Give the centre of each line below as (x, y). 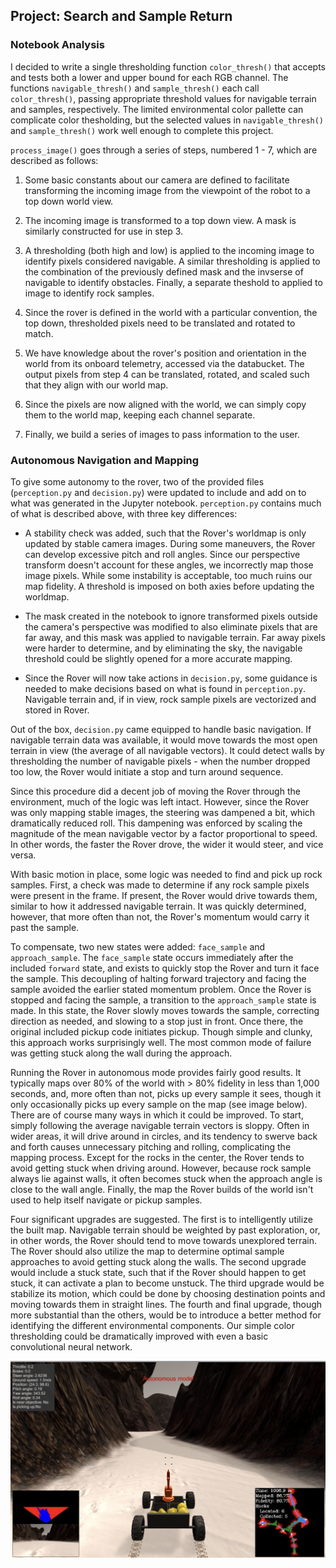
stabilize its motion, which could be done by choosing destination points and (168, 1293)
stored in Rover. (57, 710)
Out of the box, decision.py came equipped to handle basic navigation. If (161, 729)
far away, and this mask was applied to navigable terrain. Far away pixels (175, 637)
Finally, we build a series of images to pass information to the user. (162, 434)
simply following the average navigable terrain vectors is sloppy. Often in (160, 1125)
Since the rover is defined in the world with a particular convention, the (171, 312)
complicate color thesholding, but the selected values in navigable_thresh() (167, 120)
